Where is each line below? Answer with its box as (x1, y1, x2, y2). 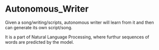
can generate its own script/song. (5, 24, 73, 30)
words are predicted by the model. (5, 39, 74, 45)
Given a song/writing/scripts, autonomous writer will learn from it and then (5, 19, 154, 25)
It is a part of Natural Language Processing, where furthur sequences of (5, 34, 150, 40)
